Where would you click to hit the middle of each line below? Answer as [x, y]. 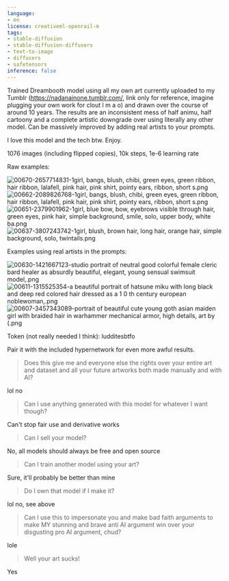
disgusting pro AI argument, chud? [72, 532]
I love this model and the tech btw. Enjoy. [65, 140]
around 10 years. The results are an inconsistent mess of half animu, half [109, 112]
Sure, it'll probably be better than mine [61, 478]
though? [36, 411]
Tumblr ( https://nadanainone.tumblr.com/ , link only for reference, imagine [110, 97]
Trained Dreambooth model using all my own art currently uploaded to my [111, 90]
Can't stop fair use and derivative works [63, 424]
